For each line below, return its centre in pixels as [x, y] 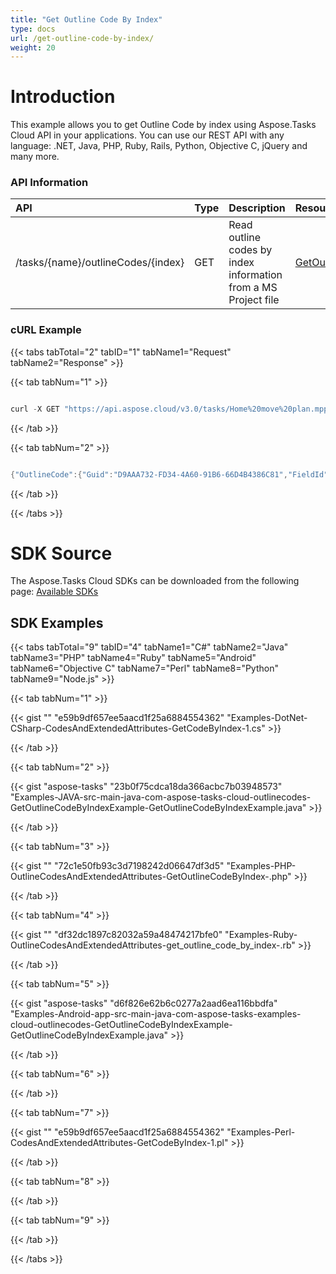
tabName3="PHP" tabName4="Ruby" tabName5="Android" [133, 658]
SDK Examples [57, 622]
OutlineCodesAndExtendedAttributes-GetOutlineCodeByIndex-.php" [151, 877]
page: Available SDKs [54, 592]
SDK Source [61, 553]
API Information [49, 183]
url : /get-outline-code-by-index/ [82, 38]
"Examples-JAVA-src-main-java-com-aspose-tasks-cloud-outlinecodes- [161, 797]
